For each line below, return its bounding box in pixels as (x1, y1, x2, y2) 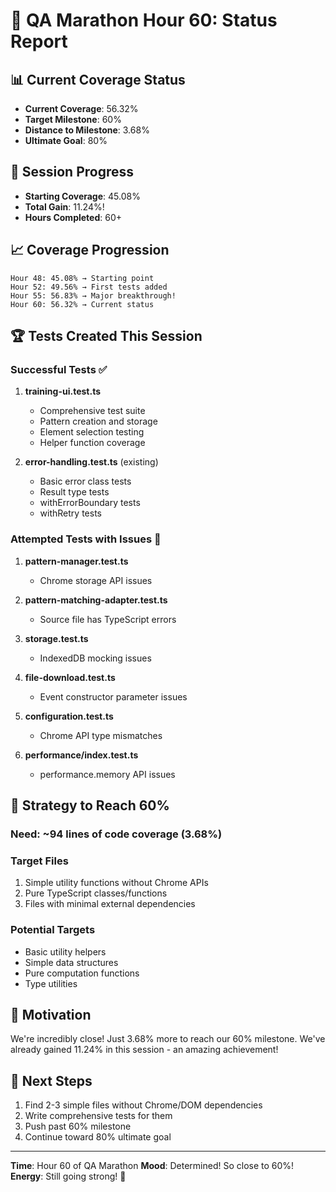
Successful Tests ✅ (10, 362, 108, 376)
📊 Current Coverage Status (10, 71, 186, 88)
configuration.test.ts (24, 710, 114, 722)
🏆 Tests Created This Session (10, 328, 203, 345)
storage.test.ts (24, 632, 89, 644)
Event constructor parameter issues (39, 690, 188, 703)
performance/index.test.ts (24, 749, 139, 761)
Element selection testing (39, 426, 145, 438)
